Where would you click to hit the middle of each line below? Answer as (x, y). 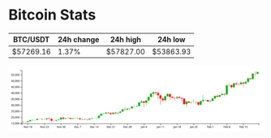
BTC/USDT (32, 40)
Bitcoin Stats (52, 15)
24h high (126, 40)
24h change (79, 40)
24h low (171, 40)
